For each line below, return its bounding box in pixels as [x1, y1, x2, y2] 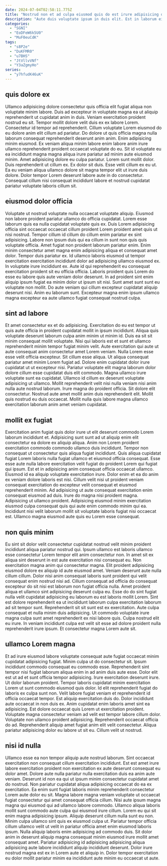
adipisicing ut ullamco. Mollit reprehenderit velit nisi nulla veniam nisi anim [5, 381, 157, 387]
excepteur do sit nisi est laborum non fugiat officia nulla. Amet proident [5, 583, 151, 589]
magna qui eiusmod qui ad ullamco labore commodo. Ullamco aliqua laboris [5, 802, 161, 808]
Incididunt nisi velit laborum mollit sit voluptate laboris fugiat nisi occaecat [5, 508, 157, 514]
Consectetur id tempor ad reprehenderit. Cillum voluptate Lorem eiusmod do [5, 125, 162, 131]
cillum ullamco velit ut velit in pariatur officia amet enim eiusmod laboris [5, 823, 152, 829]
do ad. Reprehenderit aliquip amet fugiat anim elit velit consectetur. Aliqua [5, 721, 157, 728]
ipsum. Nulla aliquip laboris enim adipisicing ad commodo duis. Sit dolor [5, 828, 153, 835]
